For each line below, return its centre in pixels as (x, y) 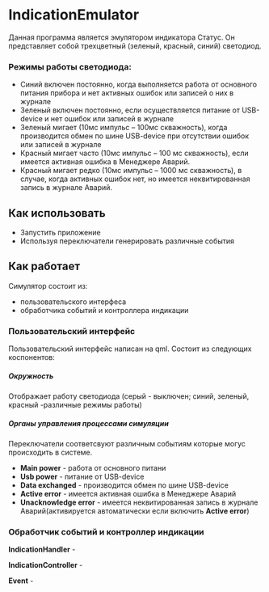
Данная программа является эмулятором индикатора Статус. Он (122, 37)
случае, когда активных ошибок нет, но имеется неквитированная (135, 179)
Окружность (31, 376)
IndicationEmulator (74, 15)
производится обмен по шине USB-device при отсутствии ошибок (134, 136)
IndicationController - (46, 565)
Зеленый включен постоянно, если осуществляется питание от (130, 110)
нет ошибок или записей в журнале (112, 119)
